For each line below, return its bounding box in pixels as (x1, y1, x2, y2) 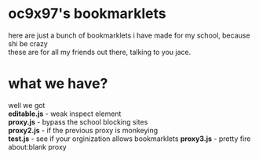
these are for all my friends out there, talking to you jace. (8, 47, 192, 56)
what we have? (8, 75, 108, 92)
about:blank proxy (8, 142, 67, 151)
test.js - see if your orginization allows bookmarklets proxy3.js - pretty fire (8, 134, 251, 143)
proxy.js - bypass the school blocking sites (8, 117, 148, 126)
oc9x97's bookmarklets (8, 5, 166, 23)
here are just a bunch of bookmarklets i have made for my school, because (8, 31, 250, 40)
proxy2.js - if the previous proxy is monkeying (8, 125, 159, 135)
